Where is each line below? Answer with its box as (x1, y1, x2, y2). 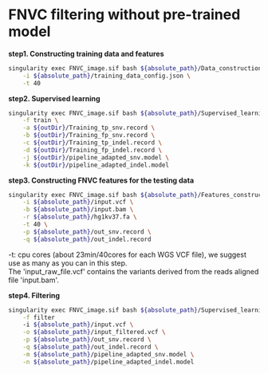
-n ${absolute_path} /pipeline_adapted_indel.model (22, 357, 195, 366)
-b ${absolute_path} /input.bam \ (22, 206, 134, 214)
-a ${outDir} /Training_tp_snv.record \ (22, 124, 156, 132)
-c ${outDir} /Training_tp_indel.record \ (22, 139, 162, 147)
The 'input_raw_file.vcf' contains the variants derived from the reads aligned (8, 266, 259, 276)
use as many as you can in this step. (8, 258, 128, 268)
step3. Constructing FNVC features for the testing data (8, 175, 195, 185)
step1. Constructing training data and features (8, 49, 164, 58)
